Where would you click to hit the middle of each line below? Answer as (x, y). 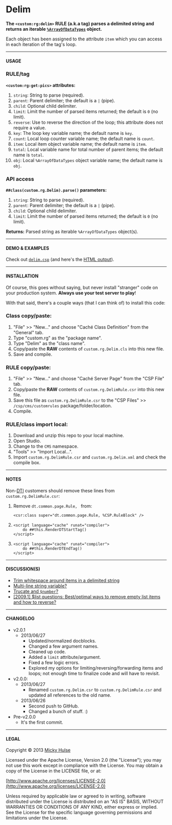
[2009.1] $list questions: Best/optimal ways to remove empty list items (87, 597)
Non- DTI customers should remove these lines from (60, 490)
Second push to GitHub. (54, 706)
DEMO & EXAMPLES (28, 248)
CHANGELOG (20, 618)
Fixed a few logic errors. (54, 662)
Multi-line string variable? (40, 586)
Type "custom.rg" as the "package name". (57, 338)
